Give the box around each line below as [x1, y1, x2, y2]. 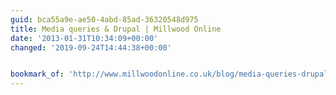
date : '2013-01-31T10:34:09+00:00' [10, 33, 159, 43]
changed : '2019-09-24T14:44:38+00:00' [10, 42, 172, 53]
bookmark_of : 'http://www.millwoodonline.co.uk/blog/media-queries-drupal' [10, 69, 333, 80]
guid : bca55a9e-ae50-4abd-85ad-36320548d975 [10, 14, 199, 25]
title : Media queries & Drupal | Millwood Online [10, 24, 222, 34]
